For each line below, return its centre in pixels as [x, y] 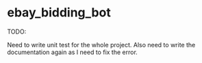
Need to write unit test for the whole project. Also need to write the [101, 45]
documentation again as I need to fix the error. [73, 52]
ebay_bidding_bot [59, 13]
